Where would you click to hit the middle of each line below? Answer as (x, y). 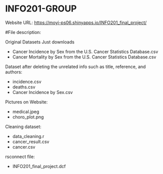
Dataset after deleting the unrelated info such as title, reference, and (75, 66)
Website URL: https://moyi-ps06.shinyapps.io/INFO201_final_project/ (76, 22)
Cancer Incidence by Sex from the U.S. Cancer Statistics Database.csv (85, 51)
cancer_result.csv (31, 141)
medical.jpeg (26, 111)
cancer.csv (24, 147)
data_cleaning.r (28, 136)
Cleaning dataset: (23, 126)
